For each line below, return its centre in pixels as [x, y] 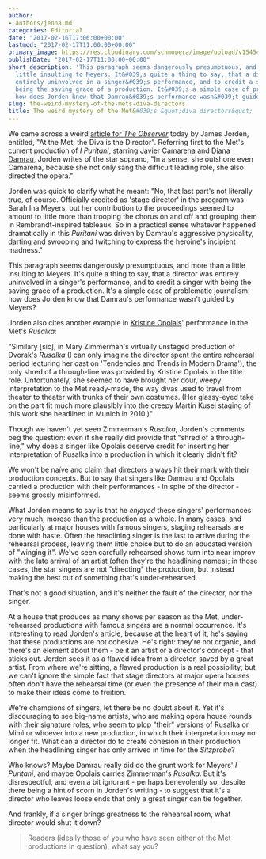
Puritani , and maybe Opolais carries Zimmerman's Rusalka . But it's [117, 773]
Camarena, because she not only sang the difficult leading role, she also [126, 167]
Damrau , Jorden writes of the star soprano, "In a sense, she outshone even [131, 159]
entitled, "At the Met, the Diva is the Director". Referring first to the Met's [126, 142]
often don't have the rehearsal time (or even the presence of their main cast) [133, 684]
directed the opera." [41, 176]
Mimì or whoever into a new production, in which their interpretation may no [132, 733]
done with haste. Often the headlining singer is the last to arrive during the [129, 536]
